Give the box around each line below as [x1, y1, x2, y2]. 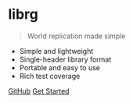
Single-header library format [19, 55, 112, 64]
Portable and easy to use [19, 62, 100, 72]
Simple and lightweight [19, 46, 94, 55]
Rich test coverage [19, 71, 81, 80]
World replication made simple [27, 31, 126, 41]
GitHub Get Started [8, 86, 70, 95]
